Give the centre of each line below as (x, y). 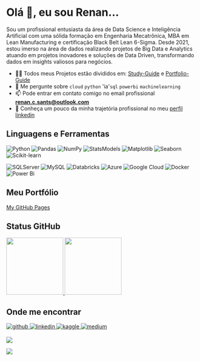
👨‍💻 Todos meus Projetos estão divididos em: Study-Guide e (90, 73)
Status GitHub (33, 226)
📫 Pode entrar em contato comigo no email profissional (85, 93)
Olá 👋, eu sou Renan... (63, 12)
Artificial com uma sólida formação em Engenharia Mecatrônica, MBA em (98, 35)
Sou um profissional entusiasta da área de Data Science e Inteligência (93, 29)
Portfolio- (178, 73)
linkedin (25, 114)
